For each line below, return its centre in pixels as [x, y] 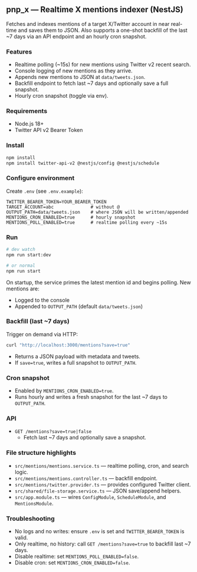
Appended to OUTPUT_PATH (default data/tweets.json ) [79, 306]
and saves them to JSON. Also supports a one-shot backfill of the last [103, 30]
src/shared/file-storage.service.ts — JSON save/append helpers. [98, 491]
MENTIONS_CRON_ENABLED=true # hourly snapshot [71, 217]
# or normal [21, 265]
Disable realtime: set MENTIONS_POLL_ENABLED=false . [77, 556]
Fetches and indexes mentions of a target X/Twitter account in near [88, 24]
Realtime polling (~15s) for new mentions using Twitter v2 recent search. [103, 65]
